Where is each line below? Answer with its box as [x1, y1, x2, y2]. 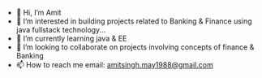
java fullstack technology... [15, 25, 106, 34]
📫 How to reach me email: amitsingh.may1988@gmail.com [15, 60, 213, 69]
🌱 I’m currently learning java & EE [15, 33, 127, 43]
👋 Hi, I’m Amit [15, 8, 62, 17]
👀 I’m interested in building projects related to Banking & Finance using [15, 16, 253, 26]
